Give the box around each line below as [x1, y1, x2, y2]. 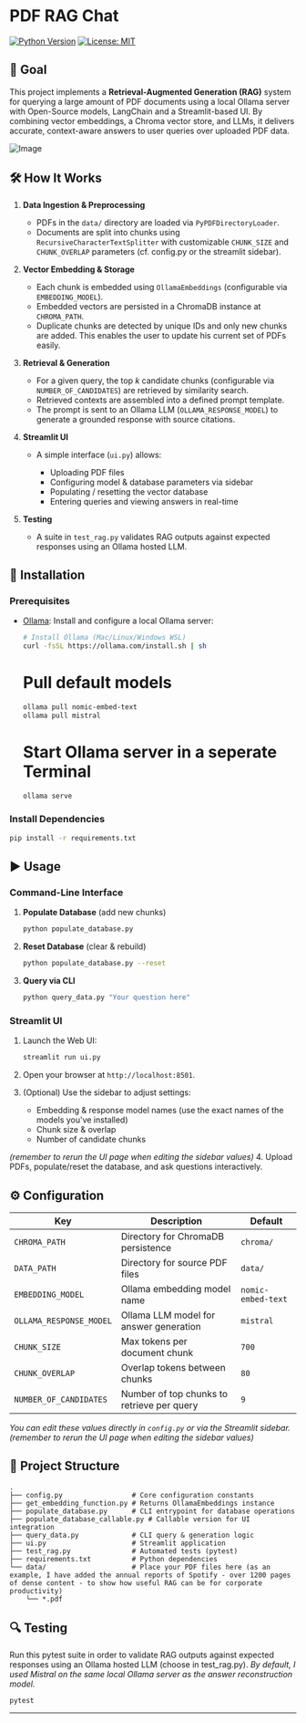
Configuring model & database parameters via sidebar [49, 476, 253, 487]
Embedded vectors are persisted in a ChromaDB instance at [36, 300, 261, 311]
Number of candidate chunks [36, 1133, 147, 1145]
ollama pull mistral [22, 711, 101, 720]
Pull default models [22, 673, 172, 694]
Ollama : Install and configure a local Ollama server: [22, 615, 214, 626]
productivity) [9, 1586, 64, 1595]
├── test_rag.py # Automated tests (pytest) [9, 1546, 239, 1556]
